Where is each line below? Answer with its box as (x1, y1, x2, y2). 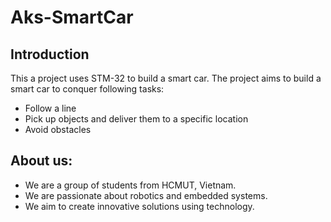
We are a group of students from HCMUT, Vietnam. (24, 179, 237, 191)
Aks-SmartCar (10, 6, 134, 29)
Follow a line (24, 102, 77, 114)
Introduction (10, 46, 90, 63)
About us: (10, 152, 73, 170)
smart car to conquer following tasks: (10, 83, 165, 95)
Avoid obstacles (24, 124, 92, 135)
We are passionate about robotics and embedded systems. (24, 189, 268, 201)
